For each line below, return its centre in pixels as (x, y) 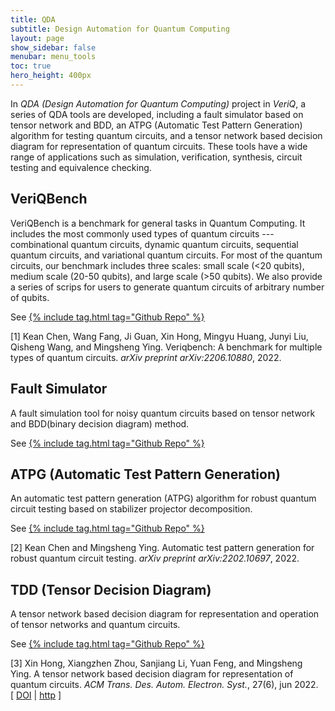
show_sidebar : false (53, 47)
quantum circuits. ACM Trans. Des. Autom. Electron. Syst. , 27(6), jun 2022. (164, 685)
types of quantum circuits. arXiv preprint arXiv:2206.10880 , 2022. (146, 357)
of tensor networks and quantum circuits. (95, 625)
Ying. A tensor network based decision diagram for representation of (152, 674)
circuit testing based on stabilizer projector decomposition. (131, 509)
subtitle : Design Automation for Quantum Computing (120, 29)
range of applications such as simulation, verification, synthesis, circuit (156, 157)
